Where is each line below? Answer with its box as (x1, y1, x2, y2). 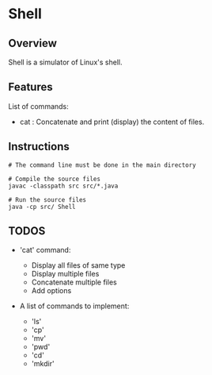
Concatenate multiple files (31, 277, 117, 287)
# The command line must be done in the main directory (8, 160, 196, 169)
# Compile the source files (8, 175, 101, 183)
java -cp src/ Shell (8, 203, 77, 211)
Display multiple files (31, 269, 100, 279)
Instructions (8, 140, 70, 153)
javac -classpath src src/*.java (8, 182, 119, 190)
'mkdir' (31, 359, 55, 369)
